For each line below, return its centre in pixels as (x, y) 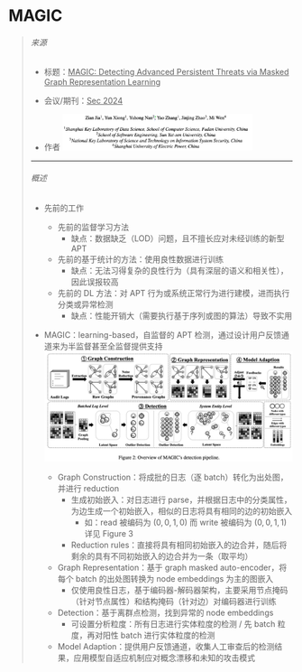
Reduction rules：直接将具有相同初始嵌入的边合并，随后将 (179, 545)
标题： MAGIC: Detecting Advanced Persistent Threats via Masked (166, 72)
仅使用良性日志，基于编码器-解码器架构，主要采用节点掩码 (179, 590)
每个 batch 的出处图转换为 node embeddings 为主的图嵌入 (165, 579)
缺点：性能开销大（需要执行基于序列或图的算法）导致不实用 (182, 315)
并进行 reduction (88, 489)
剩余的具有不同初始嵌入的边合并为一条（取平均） (162, 556)
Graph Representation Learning (102, 82)
